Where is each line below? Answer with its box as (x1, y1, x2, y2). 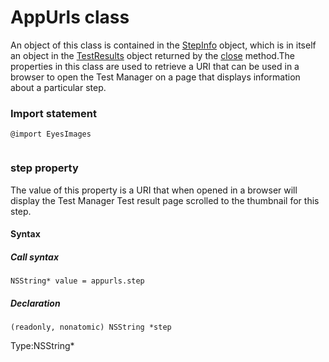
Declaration (10, 297, 61, 309)
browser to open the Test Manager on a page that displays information (10, 71, 301, 83)
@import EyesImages (10, 129, 92, 140)
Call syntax (10, 251, 60, 263)
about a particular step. (10, 81, 107, 93)
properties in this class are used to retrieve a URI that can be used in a (10, 60, 300, 72)
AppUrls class (10, 6, 130, 29)
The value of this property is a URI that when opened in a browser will (10, 184, 298, 196)
